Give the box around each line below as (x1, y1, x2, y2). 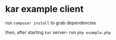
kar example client (5, 3, 84, 15)
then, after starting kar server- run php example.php (5, 29, 111, 35)
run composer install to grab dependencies (5, 20, 96, 26)
